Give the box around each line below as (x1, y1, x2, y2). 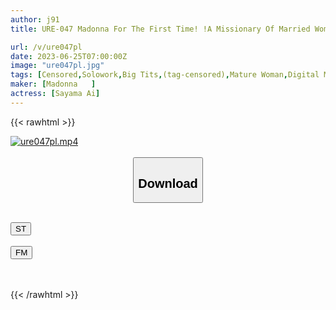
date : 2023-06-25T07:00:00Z (10, 51, 128, 61)
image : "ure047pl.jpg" (10, 61, 105, 71)
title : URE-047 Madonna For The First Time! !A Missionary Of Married (10, 24, 311, 34)
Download (138, 176, 198, 191)
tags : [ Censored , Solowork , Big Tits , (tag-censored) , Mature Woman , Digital (10, 70, 320, 80)
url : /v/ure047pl (10, 42, 83, 52)
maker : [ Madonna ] (10, 79, 97, 90)
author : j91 (10, 14, 60, 25)
